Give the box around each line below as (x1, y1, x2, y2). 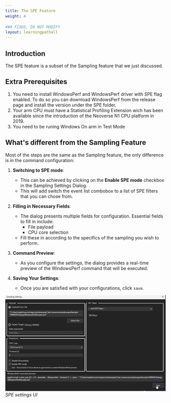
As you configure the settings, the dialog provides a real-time (20, 260, 149, 266)
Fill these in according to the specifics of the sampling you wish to (20, 234, 159, 240)
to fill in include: (20, 218, 54, 224)
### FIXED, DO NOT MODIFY (5, 24, 60, 30)
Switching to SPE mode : (12, 167, 65, 173)
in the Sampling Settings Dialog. (20, 182, 88, 189)
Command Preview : (12, 250, 55, 256)
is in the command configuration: (5, 157, 75, 163)
